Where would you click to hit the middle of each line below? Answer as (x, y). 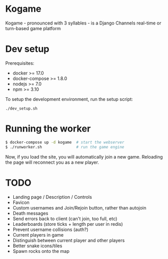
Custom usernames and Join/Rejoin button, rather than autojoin (79, 208)
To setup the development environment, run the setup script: (69, 99)
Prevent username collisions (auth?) (50, 229)
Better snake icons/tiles (37, 246)
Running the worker (48, 129)
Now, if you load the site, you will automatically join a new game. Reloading (84, 157)
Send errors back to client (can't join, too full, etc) (65, 218)
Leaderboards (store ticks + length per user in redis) (68, 224)
